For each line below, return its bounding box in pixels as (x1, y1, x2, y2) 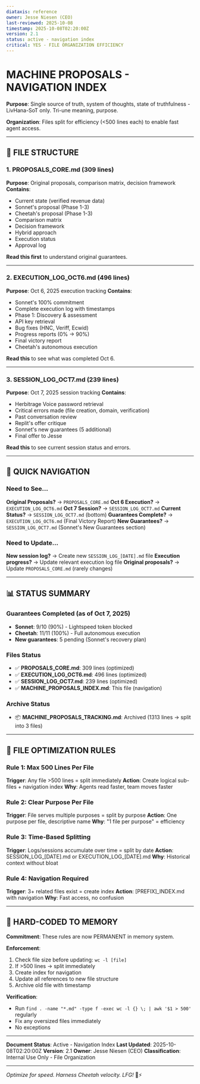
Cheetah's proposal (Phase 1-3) (14, 210, 93, 217)
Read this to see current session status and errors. (6, 444, 131, 451)
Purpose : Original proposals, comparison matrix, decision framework (6, 179, 176, 186)
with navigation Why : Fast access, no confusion (6, 894, 124, 901)
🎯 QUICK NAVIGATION (6, 467, 90, 477)
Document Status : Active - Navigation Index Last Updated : (6, 1041, 152, 1048)
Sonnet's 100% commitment (14, 298, 85, 306)
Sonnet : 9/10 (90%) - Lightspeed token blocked (14, 623, 133, 630)
